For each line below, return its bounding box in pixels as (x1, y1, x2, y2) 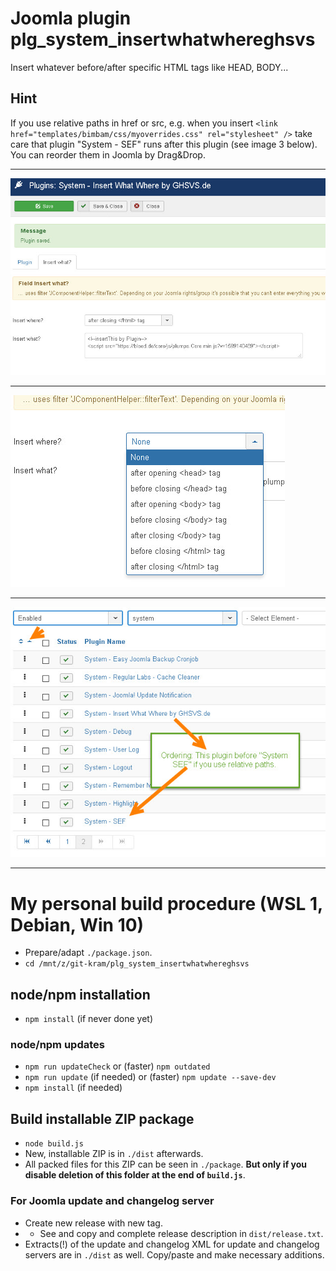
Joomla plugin (10, 7, 132, 30)
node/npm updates (10, 1038, 105, 1052)
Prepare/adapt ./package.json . (24, 947, 153, 959)
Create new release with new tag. (24, 1217, 163, 1229)
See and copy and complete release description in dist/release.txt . (39, 1227, 324, 1239)
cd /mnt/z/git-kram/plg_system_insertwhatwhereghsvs (24, 959, 250, 969)
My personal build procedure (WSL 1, (10, 892, 323, 915)
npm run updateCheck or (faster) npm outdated (24, 1060, 211, 1072)
